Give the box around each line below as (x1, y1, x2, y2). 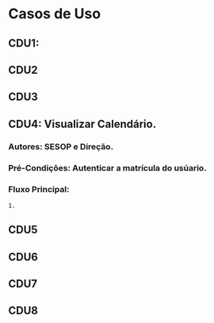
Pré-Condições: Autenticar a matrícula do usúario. (8, 162, 208, 173)
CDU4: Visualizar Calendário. (8, 117, 157, 131)
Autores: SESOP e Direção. (8, 140, 113, 152)
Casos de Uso (8, 5, 101, 23)
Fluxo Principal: (8, 183, 70, 194)
